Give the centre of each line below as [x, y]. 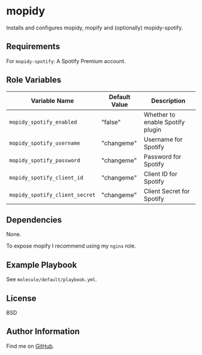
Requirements [33, 47]
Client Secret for [167, 191]
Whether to [159, 114]
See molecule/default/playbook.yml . [52, 279]
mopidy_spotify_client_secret [53, 195]
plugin [152, 129]
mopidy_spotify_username [45, 143]
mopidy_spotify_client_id [46, 177]
